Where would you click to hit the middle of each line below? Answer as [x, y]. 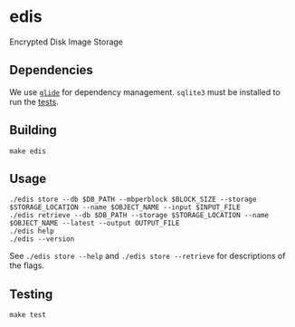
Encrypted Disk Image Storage [67, 42]
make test [28, 315]
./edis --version [42, 239]
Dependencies [51, 70]
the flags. [27, 265]
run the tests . [34, 101]
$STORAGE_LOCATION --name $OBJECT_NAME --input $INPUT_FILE [125, 207]
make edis [28, 151]
